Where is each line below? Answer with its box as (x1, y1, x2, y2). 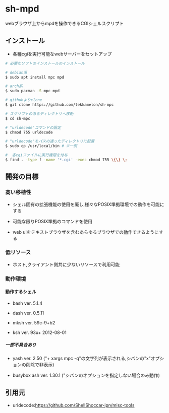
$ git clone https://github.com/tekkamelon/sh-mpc (5, 102, 114, 107)
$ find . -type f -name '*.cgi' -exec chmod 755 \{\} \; (5, 157, 128, 162)
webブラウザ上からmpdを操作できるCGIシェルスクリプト (5, 20, 124, 26)
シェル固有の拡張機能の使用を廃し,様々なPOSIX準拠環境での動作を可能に (12, 201, 164, 207)
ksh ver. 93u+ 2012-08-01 (12, 329, 67, 335)
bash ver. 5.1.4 (12, 300, 43, 306)
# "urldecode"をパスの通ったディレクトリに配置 (5, 139, 95, 144)
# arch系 (5, 84, 23, 89)
